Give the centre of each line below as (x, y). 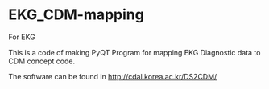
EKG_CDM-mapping (77, 15)
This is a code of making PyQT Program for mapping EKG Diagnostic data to (134, 52)
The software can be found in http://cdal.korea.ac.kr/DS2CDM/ (113, 76)
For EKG (22, 37)
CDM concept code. (41, 61)
